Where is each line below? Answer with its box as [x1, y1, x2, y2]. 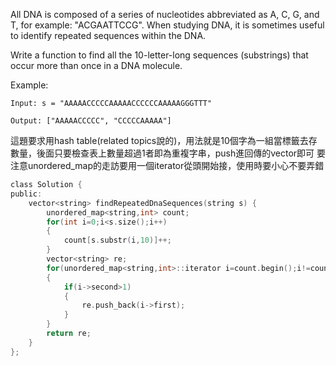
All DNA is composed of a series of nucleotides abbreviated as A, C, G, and [10, 9, 320, 20]
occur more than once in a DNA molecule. [10, 60, 183, 71]
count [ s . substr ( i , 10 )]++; [63, 235, 172, 246]
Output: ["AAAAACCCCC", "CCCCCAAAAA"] [10, 116, 172, 126]
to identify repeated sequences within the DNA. [10, 30, 207, 41]
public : [10, 189, 43, 199]
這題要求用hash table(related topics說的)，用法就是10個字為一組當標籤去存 [10, 135, 318, 146]
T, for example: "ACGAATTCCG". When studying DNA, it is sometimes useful [10, 19, 325, 31]
